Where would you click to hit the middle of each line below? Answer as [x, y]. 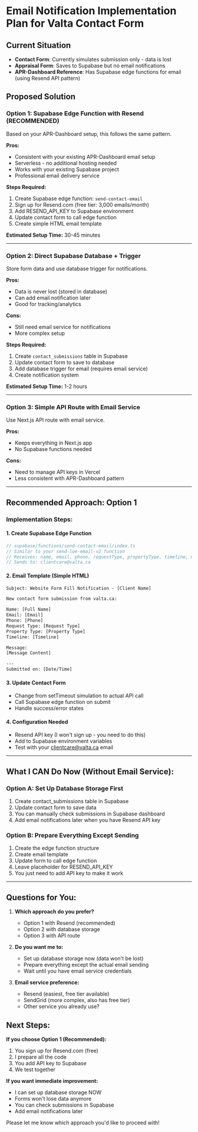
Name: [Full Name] [29, 609]
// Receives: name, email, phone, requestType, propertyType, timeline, [97, 557]
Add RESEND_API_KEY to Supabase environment [74, 211]
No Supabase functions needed [53, 449]
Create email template [42, 854]
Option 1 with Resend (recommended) [70, 923]
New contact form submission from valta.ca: [62, 599]
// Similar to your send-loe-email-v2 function [66, 551]
